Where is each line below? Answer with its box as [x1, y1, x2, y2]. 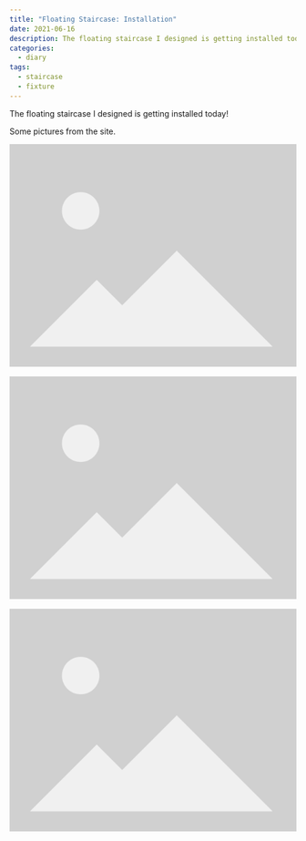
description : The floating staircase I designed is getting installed [9, 34, 283, 43]
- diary [17, 53, 47, 63]
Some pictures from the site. [9, 126, 117, 137]
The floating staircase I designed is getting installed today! [9, 108, 229, 118]
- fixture [17, 82, 55, 91]
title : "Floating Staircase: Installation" [9, 15, 178, 24]
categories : [9, 44, 55, 53]
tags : [9, 63, 30, 72]
